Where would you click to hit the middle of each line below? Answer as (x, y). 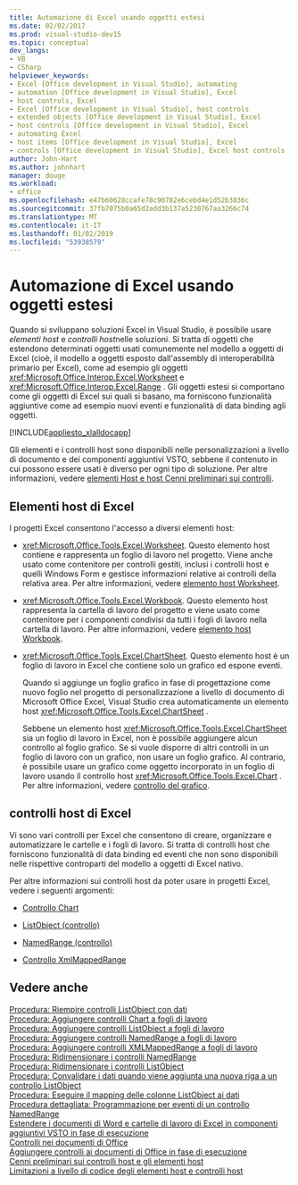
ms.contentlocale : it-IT (55, 225)
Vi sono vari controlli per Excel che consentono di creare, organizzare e (141, 835)
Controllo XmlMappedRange (74, 959)
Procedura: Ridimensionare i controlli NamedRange (103, 1056)
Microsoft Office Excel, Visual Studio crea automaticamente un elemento (155, 702)
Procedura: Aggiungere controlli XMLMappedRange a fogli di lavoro (133, 1047)
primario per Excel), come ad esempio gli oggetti (99, 368)
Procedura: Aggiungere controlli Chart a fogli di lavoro (108, 1019)
